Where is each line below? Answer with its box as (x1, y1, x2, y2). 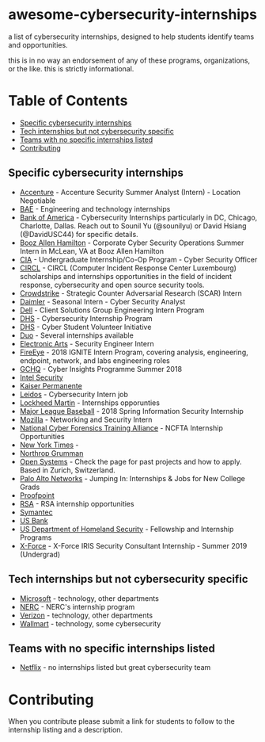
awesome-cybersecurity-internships (8, 6, 258, 24)
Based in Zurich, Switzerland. (19, 465, 116, 475)
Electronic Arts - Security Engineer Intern (19, 338, 154, 348)
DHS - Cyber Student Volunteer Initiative (19, 322, 152, 331)
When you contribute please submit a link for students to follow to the (8, 717, 236, 726)
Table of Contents (8, 92, 128, 110)
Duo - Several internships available (19, 331, 134, 340)
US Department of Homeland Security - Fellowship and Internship (19, 524, 234, 534)
